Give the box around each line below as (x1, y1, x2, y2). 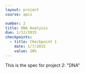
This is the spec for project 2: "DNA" (5, 62, 80, 68)
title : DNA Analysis (5, 25, 48, 30)
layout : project (5, 7, 39, 12)
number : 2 (5, 21, 26, 26)
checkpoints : (5, 35, 32, 40)
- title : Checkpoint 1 (9, 39, 57, 45)
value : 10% (14, 48, 37, 54)
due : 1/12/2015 (5, 30, 37, 35)
